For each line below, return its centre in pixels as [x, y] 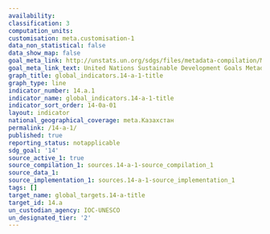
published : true [35, 135]
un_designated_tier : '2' [50, 218]
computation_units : [41, 31]
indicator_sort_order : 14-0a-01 [62, 105]
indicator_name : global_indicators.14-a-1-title [91, 98]
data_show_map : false [45, 53]
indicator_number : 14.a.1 [51, 90]
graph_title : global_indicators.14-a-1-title [86, 76]
